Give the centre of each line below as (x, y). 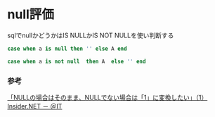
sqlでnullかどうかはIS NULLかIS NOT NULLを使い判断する (91, 35)
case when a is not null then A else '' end (77, 61)
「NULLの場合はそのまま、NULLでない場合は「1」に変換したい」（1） (107, 97)
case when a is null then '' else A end (67, 49)
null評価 (31, 14)
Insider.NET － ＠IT (35, 106)
